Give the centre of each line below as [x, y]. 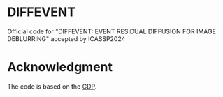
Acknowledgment [60, 67]
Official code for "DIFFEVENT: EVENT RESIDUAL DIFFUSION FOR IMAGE [112, 31]
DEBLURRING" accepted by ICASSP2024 [66, 38]
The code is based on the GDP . [52, 86]
